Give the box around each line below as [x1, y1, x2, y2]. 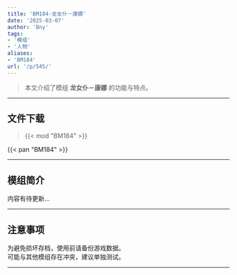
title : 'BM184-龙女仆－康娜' [7, 10, 87, 18]
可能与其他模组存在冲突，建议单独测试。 [7, 252, 125, 262]
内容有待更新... [7, 194, 51, 203]
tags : [7, 30, 23, 37]
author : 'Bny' [7, 23, 49, 30]
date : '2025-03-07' [7, 17, 65, 24]
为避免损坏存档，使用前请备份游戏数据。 [7, 244, 125, 252]
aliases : [7, 50, 33, 57]
